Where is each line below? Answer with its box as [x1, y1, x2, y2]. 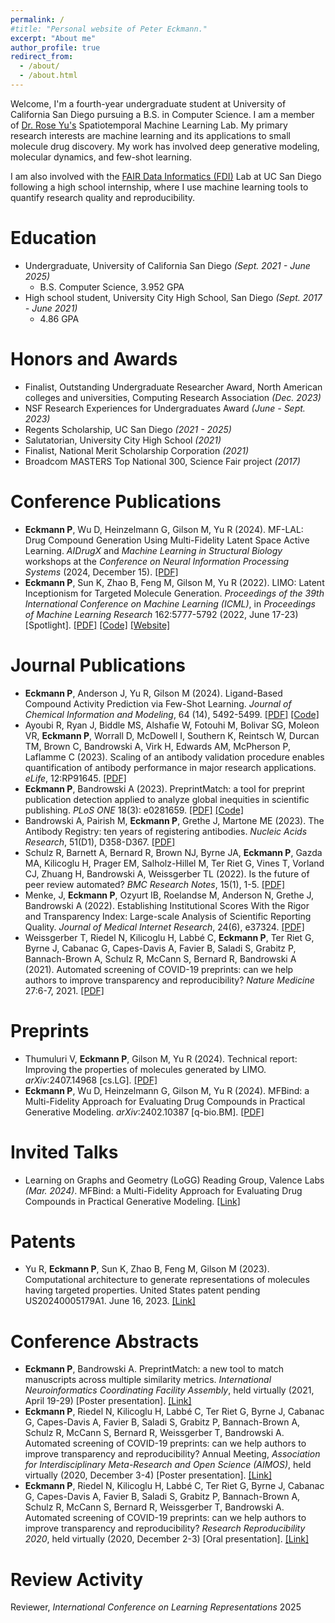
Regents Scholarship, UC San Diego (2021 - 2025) [24, 423, 232, 435]
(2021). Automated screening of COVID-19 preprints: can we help [24, 963, 294, 975]
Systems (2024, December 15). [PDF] [24, 566, 179, 578]
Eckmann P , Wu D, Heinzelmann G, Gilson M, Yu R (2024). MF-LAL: [24, 523, 304, 535]
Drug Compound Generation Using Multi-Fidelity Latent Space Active [24, 534, 310, 546]
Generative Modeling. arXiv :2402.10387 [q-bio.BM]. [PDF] [24, 1106, 265, 1118]
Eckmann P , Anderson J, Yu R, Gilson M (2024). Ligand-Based [24, 687, 283, 699]
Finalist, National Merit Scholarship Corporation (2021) [24, 444, 250, 456]
